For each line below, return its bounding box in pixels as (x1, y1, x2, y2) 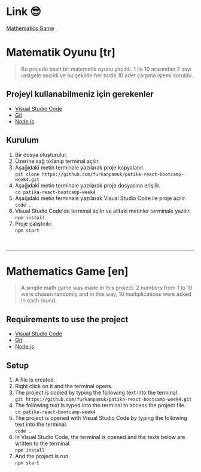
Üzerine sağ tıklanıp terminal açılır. (14, 158, 100, 165)
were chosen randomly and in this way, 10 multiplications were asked (20, 291, 191, 298)
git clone (14, 171, 40, 177)
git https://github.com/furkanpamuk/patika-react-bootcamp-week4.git (14, 397, 193, 403)
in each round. (20, 297, 57, 304)
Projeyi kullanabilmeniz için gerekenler (6, 89, 154, 99)
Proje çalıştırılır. (14, 220, 53, 227)
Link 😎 (6, 5, 41, 19)
